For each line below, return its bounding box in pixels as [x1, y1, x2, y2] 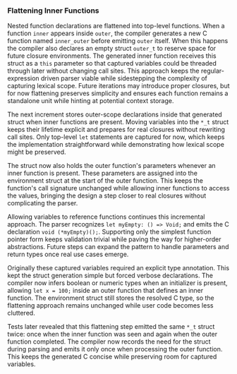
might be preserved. [7, 147, 66, 157]
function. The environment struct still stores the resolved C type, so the [7, 294, 215, 302]
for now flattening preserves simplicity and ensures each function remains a [7, 89, 229, 97]
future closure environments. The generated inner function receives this [7, 52, 217, 60]
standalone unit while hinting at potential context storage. [7, 97, 174, 105]
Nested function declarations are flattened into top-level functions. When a [7, 22, 225, 30]
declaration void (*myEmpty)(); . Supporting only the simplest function [7, 228, 212, 236]
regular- [200, 66, 224, 76]
